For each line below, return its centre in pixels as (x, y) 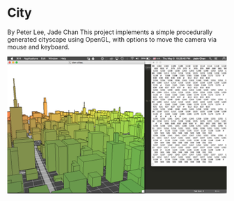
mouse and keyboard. (38, 47)
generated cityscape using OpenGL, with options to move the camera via (112, 39)
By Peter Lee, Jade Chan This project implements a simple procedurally (110, 32)
